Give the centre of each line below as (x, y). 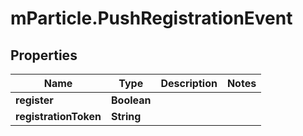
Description (189, 83)
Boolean (131, 100)
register (34, 100)
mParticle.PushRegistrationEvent (151, 18)
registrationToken (58, 116)
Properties (44, 55)
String (126, 116)
